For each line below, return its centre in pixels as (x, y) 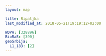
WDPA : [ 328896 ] (21, 32)
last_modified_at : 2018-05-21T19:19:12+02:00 (53, 23)
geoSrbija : (16, 42)
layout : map (17, 10)
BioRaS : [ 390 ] (20, 37)
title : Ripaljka (22, 19)
